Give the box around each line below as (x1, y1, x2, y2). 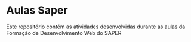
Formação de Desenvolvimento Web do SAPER (6, 29, 122, 36)
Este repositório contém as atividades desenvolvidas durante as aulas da (6, 23, 186, 30)
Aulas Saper (6, 4, 68, 17)
